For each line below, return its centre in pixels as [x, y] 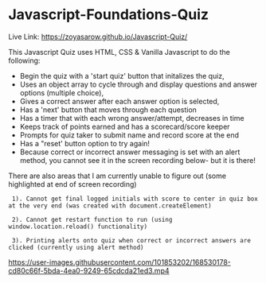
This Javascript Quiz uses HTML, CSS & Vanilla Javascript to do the [119, 52]
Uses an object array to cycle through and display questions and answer [138, 84]
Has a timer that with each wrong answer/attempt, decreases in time [132, 118]
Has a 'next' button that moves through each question [108, 110]
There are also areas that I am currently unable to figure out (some [117, 176]
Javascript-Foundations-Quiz [109, 15]
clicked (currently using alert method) [76, 247]
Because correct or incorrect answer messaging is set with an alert [130, 152]
